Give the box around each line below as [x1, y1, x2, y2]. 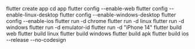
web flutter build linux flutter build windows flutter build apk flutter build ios [6, 30, 189, 37]
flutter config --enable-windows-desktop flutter [60, 11, 176, 18]
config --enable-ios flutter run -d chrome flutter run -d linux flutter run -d [6, 18, 184, 24]
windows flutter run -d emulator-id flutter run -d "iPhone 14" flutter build [6, 24, 182, 31]
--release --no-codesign [6, 37, 66, 43]
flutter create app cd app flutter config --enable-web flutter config [6, 5, 168, 12]
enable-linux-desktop [6, 11, 59, 18]
